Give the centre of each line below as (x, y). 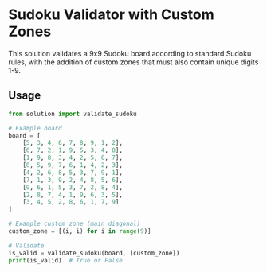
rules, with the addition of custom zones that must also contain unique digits (133, 62)
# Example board (35, 128)
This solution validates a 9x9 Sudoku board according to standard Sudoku (130, 53)
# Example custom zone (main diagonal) (75, 224)
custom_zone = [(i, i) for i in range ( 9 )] (80, 231)
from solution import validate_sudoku (73, 114)
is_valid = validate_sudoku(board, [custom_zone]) (94, 253)
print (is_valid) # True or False (66, 260)
